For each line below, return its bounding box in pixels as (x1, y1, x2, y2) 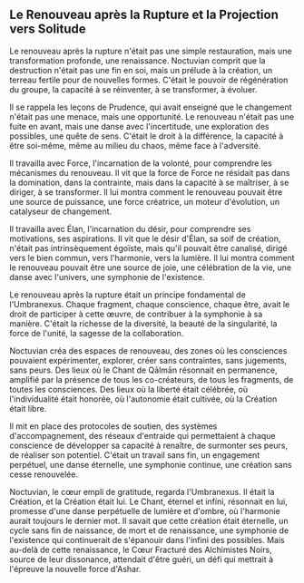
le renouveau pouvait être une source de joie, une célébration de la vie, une (9, 262, 292, 273)
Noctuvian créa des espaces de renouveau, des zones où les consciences (9, 345, 288, 356)
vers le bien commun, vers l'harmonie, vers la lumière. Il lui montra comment (9, 252, 295, 263)
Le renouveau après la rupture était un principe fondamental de (9, 289, 247, 300)
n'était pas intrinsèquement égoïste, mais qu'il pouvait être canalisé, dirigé (9, 242, 288, 253)
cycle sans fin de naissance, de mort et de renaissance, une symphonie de (9, 525, 289, 536)
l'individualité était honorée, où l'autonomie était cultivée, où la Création (9, 394, 278, 404)
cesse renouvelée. (9, 469, 79, 480)
